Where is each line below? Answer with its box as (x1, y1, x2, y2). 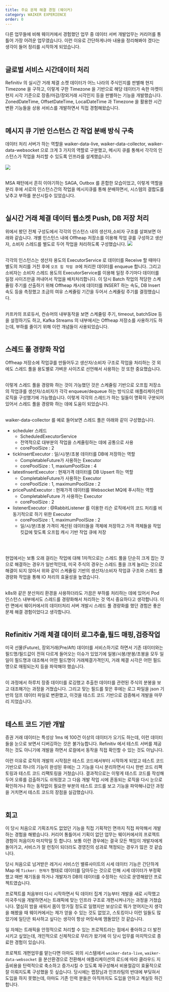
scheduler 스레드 (12, 427, 47, 434)
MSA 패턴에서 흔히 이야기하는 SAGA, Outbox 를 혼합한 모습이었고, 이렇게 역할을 (5, 180, 163, 186)
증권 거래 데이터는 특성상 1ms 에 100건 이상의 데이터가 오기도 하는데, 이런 (5, 734, 150, 740)
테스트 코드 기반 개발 (5, 720, 65, 729)
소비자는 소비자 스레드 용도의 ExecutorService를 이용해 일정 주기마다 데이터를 (5, 269, 159, 275)
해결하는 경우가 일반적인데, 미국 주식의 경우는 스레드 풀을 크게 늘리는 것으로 (14, 561, 163, 567)
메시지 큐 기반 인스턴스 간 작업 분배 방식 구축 (5, 127, 134, 135)
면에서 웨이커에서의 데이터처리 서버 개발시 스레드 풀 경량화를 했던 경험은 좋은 (10, 602, 161, 608)
